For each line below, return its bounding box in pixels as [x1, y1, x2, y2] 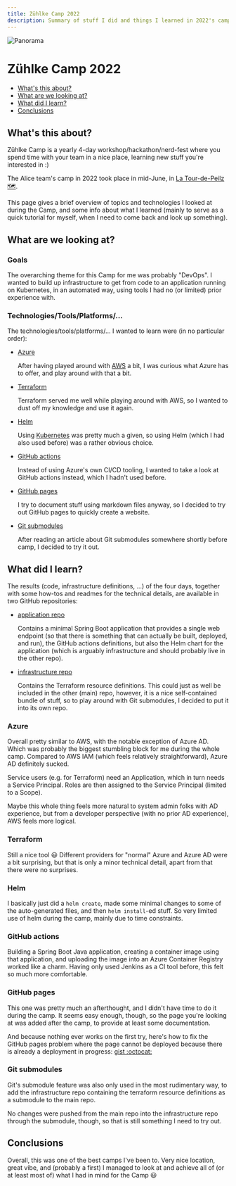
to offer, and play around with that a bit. [17, 369, 132, 377]
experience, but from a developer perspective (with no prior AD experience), [7, 809, 229, 818]
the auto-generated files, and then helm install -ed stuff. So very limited [7, 906, 218, 915]
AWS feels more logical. [7, 817, 77, 826]
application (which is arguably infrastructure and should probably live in [17, 647, 225, 655]
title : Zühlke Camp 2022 [7, 10, 80, 18]
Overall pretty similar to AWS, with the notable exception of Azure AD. [7, 737, 209, 746]
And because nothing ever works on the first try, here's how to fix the [7, 1032, 209, 1040]
